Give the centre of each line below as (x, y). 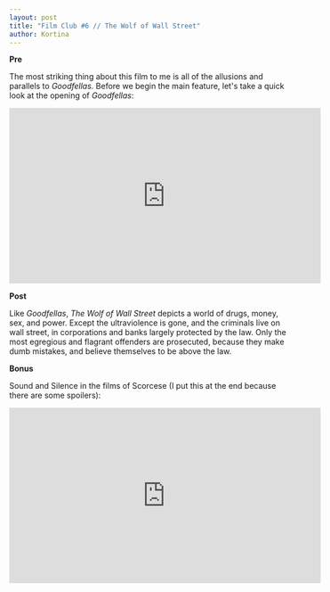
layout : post (33, 17)
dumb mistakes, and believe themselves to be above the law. (121, 351)
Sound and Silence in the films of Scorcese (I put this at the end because (143, 386)
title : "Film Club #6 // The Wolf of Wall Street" (105, 26)
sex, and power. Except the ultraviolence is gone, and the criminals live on (145, 323)
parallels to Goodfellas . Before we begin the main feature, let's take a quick (147, 86)
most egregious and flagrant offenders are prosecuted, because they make (147, 342)
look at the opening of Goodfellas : (72, 95)
